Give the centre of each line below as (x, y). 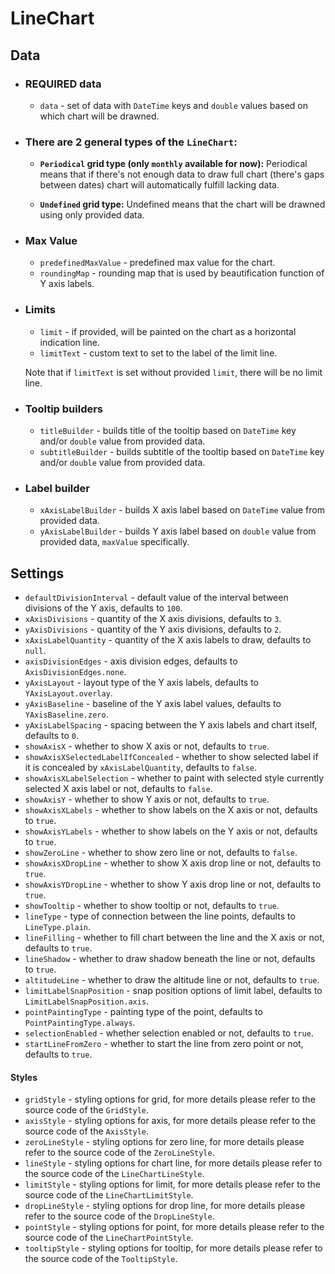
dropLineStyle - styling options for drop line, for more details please (165, 1206)
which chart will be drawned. (99, 116)
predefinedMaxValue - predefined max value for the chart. (157, 263)
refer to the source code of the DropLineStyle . (119, 1216)
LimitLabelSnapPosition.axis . (87, 1001)
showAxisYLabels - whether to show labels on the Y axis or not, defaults (171, 831)
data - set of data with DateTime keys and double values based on (173, 105)
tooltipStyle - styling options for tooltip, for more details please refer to (173, 1248)
